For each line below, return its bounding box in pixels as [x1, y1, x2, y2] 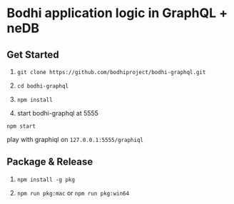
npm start [6, 123, 36, 130]
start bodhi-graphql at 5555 [16, 109, 99, 117]
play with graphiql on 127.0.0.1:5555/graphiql [6, 136, 144, 143]
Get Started [6, 49, 59, 61]
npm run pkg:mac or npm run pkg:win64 [16, 188, 130, 197]
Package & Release [6, 155, 93, 168]
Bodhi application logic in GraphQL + [6, 5, 228, 21]
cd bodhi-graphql [16, 83, 69, 90]
